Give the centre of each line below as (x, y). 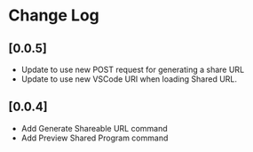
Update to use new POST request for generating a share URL (133, 69)
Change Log (54, 16)
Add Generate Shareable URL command (94, 128)
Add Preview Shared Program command (95, 138)
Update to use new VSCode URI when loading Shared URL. (129, 79)
